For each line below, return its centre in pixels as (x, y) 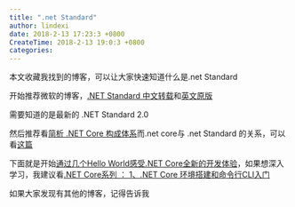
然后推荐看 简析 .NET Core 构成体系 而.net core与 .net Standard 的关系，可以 (147, 133)
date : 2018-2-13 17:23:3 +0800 (67, 34)
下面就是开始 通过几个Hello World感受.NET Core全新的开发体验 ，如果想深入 (147, 163)
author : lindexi (39, 26)
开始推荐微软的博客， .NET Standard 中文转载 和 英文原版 (111, 96)
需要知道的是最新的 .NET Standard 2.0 (79, 115)
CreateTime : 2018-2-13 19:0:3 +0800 (77, 42)
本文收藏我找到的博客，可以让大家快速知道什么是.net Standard (124, 77)
